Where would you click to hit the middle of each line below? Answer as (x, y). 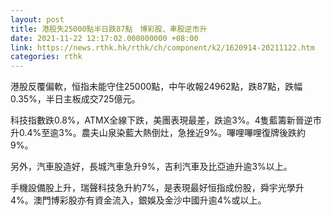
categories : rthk (46, 57)
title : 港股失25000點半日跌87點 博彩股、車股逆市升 (109, 29)
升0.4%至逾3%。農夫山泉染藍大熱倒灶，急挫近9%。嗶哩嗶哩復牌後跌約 (158, 133)
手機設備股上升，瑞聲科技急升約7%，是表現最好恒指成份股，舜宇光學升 (157, 188)
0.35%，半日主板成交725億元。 (75, 99)
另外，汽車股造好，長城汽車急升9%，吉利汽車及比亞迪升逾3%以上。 (151, 167)
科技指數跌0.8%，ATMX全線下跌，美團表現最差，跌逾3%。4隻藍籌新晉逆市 (166, 120)
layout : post (37, 19)
